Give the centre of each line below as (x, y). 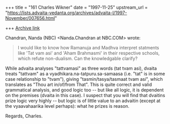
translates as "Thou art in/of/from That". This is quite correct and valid (79, 84)
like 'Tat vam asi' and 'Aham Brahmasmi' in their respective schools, (89, 53)
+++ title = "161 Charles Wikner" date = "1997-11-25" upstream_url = (77, 7)
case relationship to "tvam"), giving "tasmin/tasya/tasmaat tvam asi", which (84, 79)
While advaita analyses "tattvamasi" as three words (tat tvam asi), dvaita (81, 68)
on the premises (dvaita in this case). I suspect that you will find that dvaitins (85, 95)
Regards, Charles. (24, 116)
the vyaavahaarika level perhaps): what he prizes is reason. (67, 106)
